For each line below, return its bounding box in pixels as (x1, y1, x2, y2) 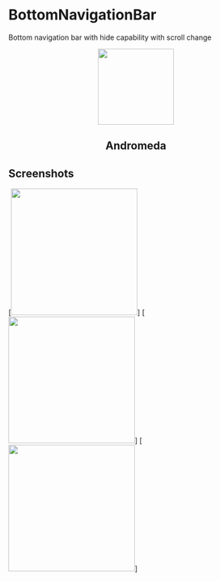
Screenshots (8, 166, 74, 180)
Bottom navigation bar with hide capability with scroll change (8, 32, 212, 42)
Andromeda (104, 139, 167, 153)
